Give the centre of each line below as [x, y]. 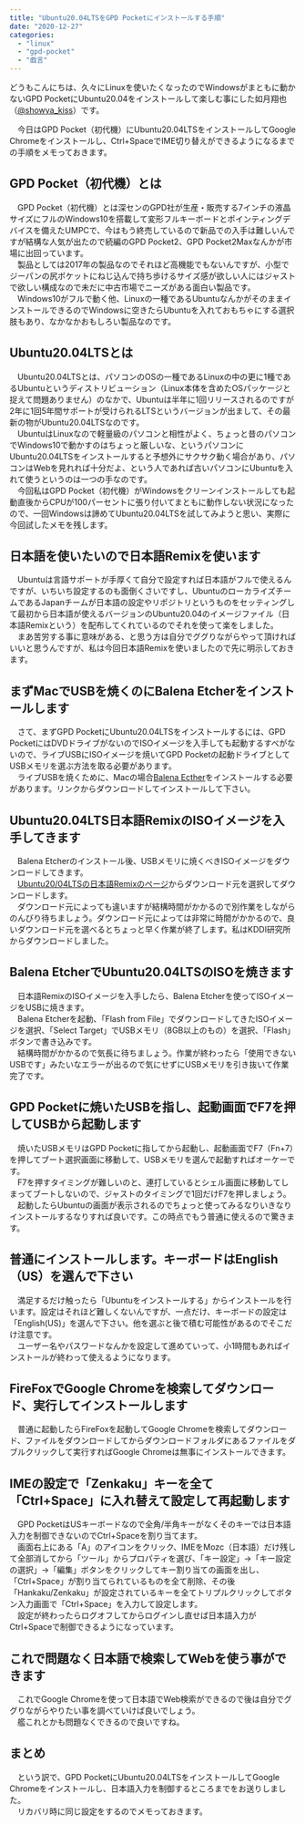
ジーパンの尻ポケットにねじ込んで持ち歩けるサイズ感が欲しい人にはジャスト [152, 275]
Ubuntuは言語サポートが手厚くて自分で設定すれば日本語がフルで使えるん [154, 580]
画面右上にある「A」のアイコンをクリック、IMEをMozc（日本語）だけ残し [156, 1547]
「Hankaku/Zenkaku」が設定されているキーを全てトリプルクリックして [143, 1593]
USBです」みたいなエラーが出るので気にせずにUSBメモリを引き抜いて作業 [149, 1064]
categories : [32, 35]
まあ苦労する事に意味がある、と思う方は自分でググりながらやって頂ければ [157, 637]
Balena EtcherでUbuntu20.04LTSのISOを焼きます [152, 972]
